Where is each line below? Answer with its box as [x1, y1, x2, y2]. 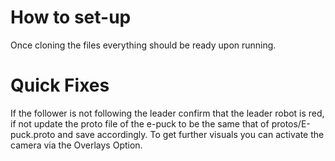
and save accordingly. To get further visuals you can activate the [57, 128, 325, 140]
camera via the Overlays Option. [10, 139, 143, 151]
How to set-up [10, 6, 132, 29]
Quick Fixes [10, 74, 110, 97]
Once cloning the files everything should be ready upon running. [10, 39, 277, 51]
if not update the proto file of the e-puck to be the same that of [10, 117, 270, 130]
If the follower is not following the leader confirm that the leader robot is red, [10, 107, 325, 119]
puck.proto [10, 128, 56, 140]
